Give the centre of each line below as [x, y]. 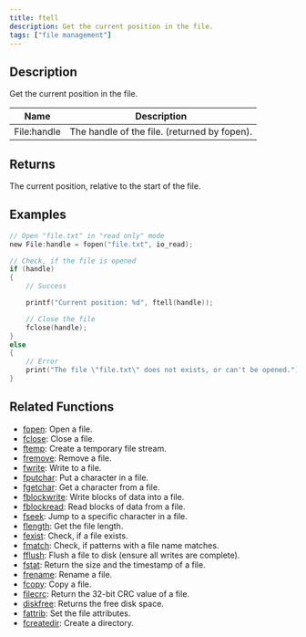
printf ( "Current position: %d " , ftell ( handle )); [120, 303]
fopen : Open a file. [57, 429]
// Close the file [61, 319]
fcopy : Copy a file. [57, 584]
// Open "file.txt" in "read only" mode [87, 235]
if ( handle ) [32, 269]
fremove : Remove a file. [67, 458]
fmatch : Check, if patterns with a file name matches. [121, 545]
